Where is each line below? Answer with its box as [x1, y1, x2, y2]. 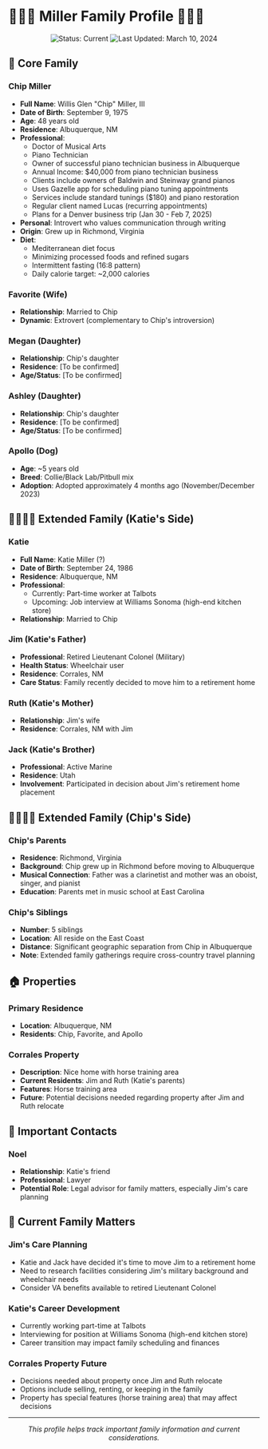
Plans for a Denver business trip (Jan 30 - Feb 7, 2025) [31, 209, 213, 219]
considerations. [108, 1433, 160, 1443]
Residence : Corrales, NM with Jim [19, 724, 133, 734]
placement [19, 787, 56, 798]
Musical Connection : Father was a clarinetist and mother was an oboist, [19, 870, 258, 880]
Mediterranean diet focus [31, 243, 116, 253]
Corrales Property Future [8, 1358, 108, 1369]
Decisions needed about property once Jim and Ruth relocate [19, 1376, 223, 1386]
